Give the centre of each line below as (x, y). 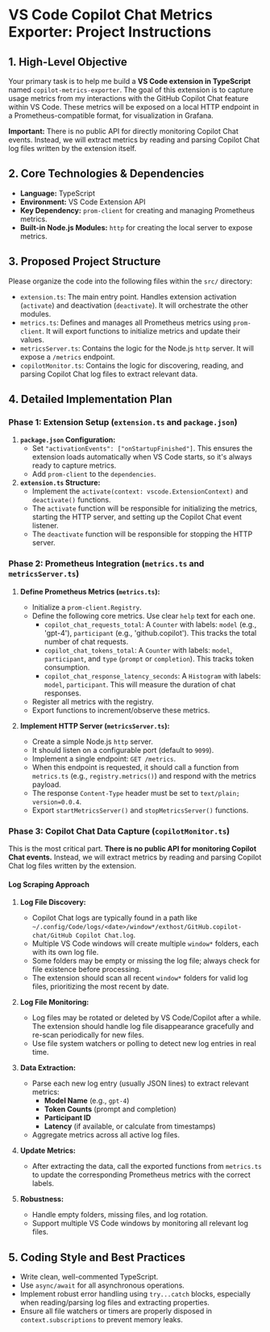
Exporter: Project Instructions (110, 32)
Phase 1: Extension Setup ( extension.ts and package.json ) (123, 422)
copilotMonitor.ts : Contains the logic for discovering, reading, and (132, 365)
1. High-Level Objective (68, 62)
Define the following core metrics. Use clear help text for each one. (143, 616)
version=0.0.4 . (57, 801)
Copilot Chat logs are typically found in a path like (114, 918)
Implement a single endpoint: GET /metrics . (104, 758)
